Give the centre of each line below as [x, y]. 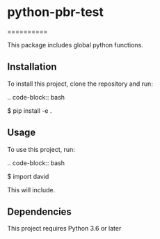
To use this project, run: [41, 149]
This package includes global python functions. [75, 45]
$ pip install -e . [30, 110]
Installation [32, 67]
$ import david [28, 176]
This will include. [31, 190]
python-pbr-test [56, 12]
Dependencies [39, 211]
